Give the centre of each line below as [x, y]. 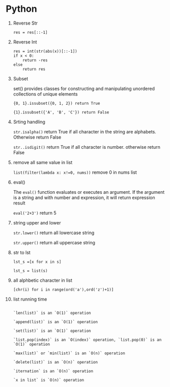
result [19, 203]
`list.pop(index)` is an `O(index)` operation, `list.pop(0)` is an [87, 340]
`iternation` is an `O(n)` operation [53, 371]
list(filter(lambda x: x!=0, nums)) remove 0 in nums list [75, 172]
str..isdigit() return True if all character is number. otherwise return [87, 147]
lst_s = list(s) [30, 271]
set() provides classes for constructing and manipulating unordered [84, 88]
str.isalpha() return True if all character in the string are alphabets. [85, 131]
